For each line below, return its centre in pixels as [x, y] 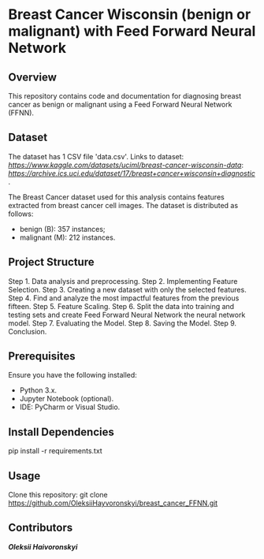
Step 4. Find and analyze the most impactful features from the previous [124, 298]
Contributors [41, 528]
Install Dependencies [61, 432]
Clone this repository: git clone [58, 495]
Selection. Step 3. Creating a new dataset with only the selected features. [127, 289]
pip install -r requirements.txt [55, 451]
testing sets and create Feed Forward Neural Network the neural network [127, 315]
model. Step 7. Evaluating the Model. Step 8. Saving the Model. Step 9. [123, 323]
